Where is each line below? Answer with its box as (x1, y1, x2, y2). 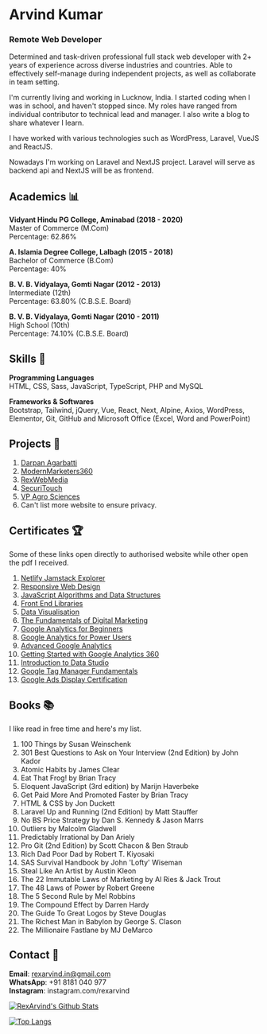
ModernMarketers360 (20, 466, 94, 476)
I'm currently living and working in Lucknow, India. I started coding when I (9, 93, 251, 103)
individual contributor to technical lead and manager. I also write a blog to (9, 110, 250, 119)
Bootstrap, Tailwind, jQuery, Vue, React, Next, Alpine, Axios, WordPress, (9, 406, 245, 415)
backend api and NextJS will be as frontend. (9, 165, 154, 176)
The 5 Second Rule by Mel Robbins (20, 891, 136, 900)
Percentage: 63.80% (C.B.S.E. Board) (9, 297, 132, 306)
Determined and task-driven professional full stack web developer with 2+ (9, 52, 253, 61)
